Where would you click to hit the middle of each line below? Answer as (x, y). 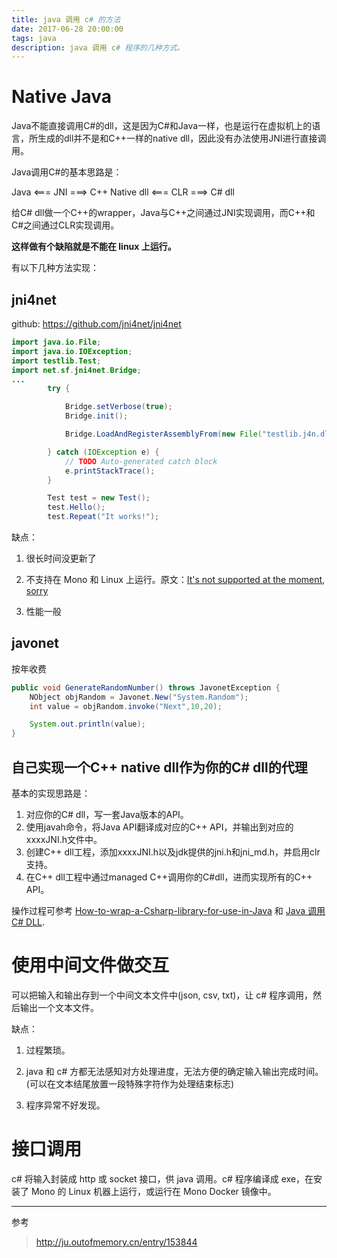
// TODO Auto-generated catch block (141, 461)
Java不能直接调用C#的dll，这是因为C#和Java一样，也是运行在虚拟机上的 (162, 126)
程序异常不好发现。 (65, 1105)
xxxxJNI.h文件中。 (64, 839)
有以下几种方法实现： (55, 268)
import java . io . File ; (56, 342)
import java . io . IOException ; (72, 351)
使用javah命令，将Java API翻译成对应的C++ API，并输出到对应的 (159, 827)
